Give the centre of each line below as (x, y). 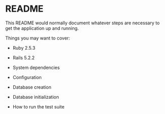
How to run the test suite (38, 106)
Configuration (27, 77)
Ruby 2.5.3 (24, 48)
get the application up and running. (42, 28)
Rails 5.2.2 (23, 58)
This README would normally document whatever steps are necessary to (82, 23)
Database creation (32, 87)
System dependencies (36, 67)
